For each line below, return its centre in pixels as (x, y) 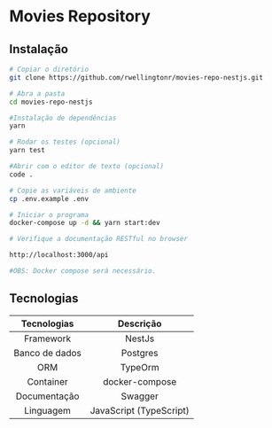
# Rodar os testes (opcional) (65, 142)
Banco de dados (47, 353)
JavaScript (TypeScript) (140, 410)
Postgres (140, 353)
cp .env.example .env (49, 198)
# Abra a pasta (37, 93)
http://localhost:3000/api (59, 255)
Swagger (140, 396)
